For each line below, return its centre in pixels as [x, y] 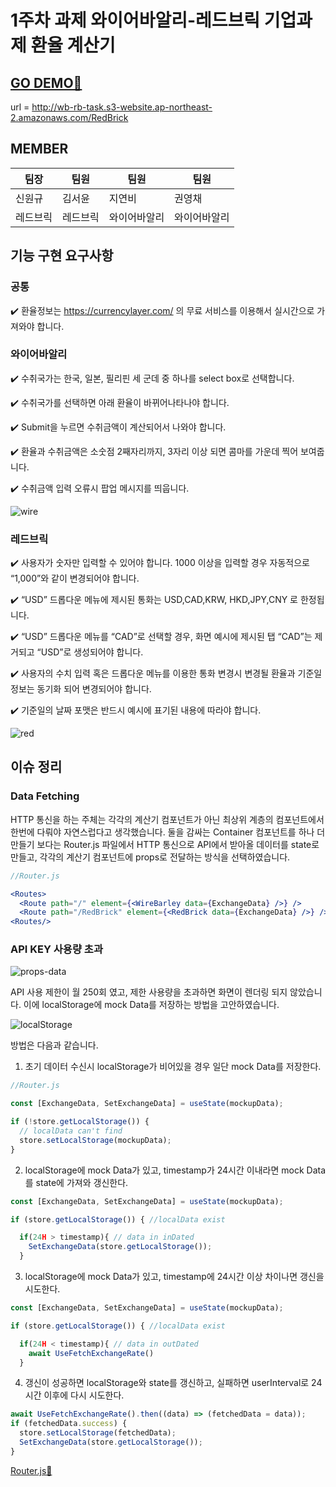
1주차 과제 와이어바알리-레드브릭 [135, 20]
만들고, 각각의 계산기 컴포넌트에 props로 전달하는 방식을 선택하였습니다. [150, 857]
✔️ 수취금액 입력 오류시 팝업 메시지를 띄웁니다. [100, 488]
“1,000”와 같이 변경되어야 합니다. [75, 578]
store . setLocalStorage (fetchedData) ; [98, 1433]
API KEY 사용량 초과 [56, 949]
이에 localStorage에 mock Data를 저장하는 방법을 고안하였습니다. [151, 1005]
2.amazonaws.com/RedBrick [69, 117]
